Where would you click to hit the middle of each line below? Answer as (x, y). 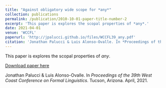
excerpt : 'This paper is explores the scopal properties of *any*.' (77, 23)
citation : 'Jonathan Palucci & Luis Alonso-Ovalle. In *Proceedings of (80, 42)
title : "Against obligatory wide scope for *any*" (58, 10)
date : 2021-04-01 (23, 28)
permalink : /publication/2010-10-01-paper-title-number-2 (66, 19)
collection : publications (32, 14)
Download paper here (27, 65)
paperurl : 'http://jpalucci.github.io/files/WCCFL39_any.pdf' (70, 38)
